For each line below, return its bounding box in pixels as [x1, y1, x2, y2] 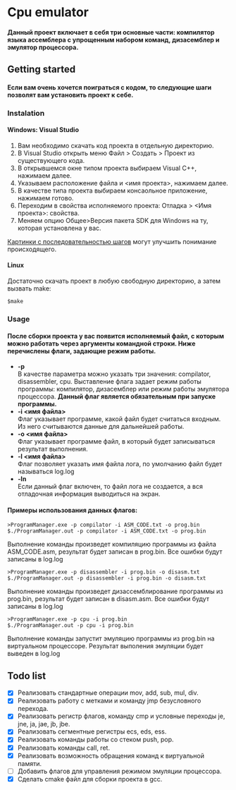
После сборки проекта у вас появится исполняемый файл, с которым [7, 332, 224, 340]
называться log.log [17, 467, 75, 476]
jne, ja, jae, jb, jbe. [17, 720, 70, 729]
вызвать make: [7, 284, 51, 293]
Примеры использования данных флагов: [7, 506, 138, 514]
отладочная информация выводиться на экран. [17, 490, 161, 498]
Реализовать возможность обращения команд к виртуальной [17, 751, 204, 760]
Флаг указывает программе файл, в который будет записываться [17, 437, 216, 446]
